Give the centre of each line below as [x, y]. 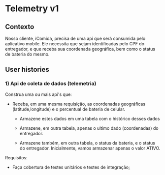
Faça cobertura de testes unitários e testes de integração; [71, 167]
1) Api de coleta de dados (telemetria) [51, 84]
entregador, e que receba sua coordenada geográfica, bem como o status [80, 49]
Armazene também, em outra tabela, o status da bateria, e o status [87, 143]
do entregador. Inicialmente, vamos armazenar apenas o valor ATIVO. [90, 148]
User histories [27, 70]
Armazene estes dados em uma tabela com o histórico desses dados [90, 118]
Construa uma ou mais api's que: [39, 94]
